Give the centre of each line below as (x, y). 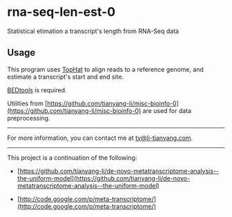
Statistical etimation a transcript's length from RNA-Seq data (93, 31)
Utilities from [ (27, 103)
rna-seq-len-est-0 (61, 12)
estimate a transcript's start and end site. (66, 76)
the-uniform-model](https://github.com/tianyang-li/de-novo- (104, 178)
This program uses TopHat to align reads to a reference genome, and (105, 69)
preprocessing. (29, 118)
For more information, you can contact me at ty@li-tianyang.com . (100, 138)
